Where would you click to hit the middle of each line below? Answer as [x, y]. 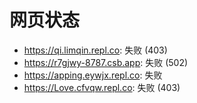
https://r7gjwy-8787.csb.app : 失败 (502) [106, 62]
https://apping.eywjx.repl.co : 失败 [93, 75]
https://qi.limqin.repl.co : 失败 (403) [95, 50]
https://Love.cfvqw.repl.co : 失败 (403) [102, 87]
